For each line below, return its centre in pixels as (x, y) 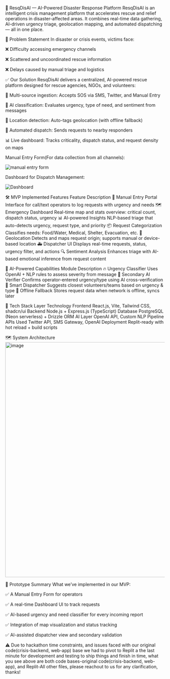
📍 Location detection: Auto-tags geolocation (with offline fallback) (74, 120)
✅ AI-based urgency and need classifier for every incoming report (74, 614)
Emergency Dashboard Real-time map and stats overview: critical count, (81, 212)
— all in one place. (25, 29)
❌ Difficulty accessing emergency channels (51, 49)
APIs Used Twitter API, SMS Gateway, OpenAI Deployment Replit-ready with (84, 322)
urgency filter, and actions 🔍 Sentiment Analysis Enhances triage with (78, 251)
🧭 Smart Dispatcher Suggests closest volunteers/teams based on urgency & (84, 285)
